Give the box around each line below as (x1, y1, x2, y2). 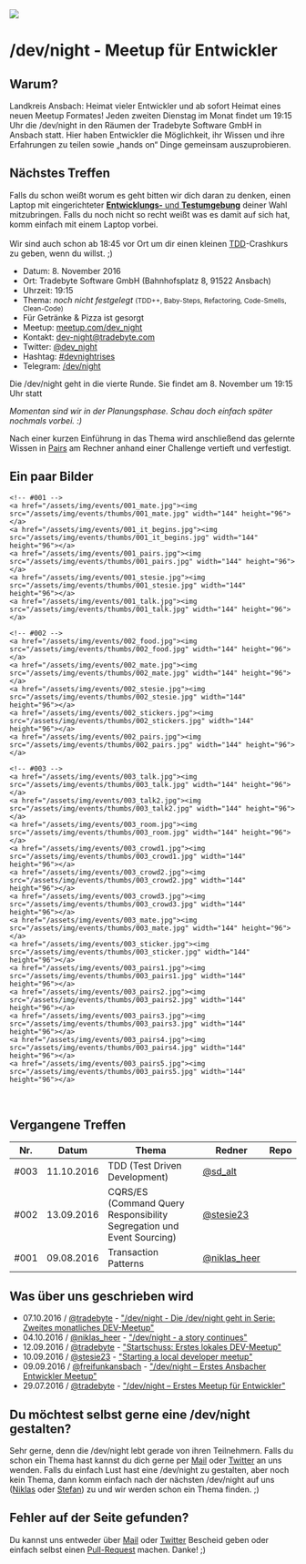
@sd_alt (202, 1165, 237, 1178)
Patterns (107, 1257, 144, 1270)
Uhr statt (9, 387, 43, 399)
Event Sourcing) (107, 1232, 178, 1244)
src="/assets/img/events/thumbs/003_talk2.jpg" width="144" (9, 803, 243, 813)
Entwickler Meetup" (22, 1371, 97, 1382)
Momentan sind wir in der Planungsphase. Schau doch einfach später (9, 405, 273, 416)
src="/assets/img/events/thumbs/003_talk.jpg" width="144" (9, 780, 239, 789)
